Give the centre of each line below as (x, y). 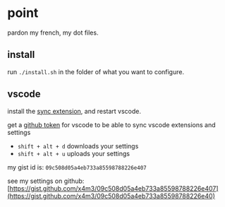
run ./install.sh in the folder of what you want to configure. (96, 71)
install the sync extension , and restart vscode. (74, 111)
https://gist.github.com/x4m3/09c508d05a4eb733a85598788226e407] (114, 188)
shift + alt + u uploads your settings (74, 153)
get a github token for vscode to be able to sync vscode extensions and (112, 124)
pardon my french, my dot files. (53, 32)
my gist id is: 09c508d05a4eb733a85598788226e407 (77, 167)
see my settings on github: (46, 181)
